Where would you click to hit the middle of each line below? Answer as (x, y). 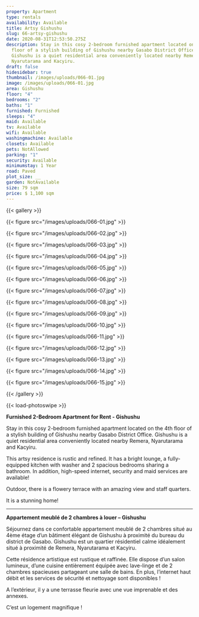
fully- (174, 458)
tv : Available (24, 127)
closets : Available (30, 144)
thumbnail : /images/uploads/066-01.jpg (55, 78)
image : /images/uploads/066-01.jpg (50, 83)
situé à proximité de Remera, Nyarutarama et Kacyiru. (71, 548)
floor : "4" (20, 94)
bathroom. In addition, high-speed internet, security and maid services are (97, 471)
